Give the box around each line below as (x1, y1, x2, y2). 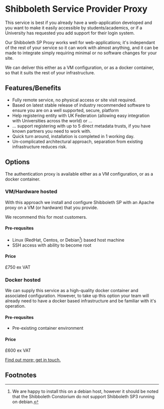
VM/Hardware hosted (5, 188, 58, 195)
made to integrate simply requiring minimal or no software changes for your (5, 50, 157, 56)
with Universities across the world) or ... (12, 117, 93, 123)
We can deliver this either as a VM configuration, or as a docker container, (5, 65, 155, 70)
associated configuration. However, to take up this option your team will (5, 293, 149, 299)
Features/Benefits (5, 84, 61, 92)
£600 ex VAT (5, 347, 31, 353)
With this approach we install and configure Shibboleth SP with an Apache (5, 199, 155, 205)
